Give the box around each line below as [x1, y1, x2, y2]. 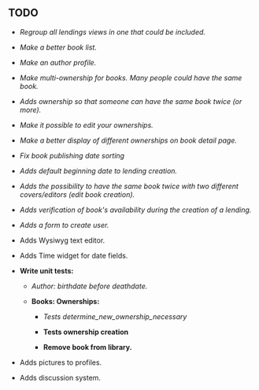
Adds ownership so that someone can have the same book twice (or [19, 96, 242, 106]
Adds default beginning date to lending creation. [19, 165, 178, 176]
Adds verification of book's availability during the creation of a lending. [19, 205, 252, 214]
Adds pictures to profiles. [19, 358, 102, 367]
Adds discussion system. [19, 373, 101, 382]
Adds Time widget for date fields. [19, 251, 128, 260]
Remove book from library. [43, 342, 132, 351]
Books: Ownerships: [31, 296, 100, 306]
